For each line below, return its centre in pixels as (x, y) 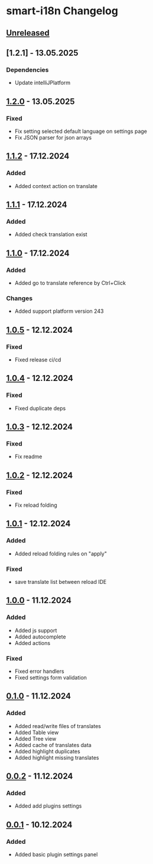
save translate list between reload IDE (61, 582)
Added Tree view (35, 738)
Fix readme (28, 457)
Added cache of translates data (53, 745)
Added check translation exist (51, 234)
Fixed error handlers (39, 671)
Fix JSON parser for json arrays (53, 137)
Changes (19, 298)
